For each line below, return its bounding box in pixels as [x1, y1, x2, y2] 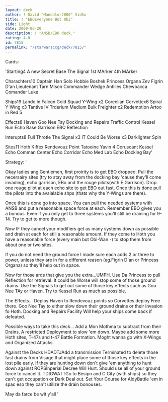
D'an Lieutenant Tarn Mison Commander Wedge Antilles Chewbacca [5, 84, 147, 90]
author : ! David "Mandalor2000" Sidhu [5, 12, 87, 17]
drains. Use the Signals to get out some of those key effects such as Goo [5, 282, 156, 288]
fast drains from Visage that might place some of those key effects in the [5, 354, 156, 360]
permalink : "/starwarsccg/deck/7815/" [5, 45, 87, 50]
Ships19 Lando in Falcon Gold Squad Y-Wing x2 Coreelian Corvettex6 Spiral [5, 99, 162, 105]
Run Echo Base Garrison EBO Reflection [5, 124, 88, 130]
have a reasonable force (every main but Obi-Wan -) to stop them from [5, 236, 152, 242]
